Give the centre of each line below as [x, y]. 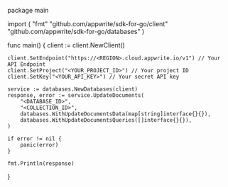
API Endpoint [27, 64]
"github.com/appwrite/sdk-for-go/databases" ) [76, 32]
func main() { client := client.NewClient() [66, 45]
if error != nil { [34, 139]
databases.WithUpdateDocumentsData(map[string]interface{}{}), [116, 114]
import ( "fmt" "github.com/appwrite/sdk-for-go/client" [88, 24]
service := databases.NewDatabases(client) [73, 89]
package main [28, 10]
